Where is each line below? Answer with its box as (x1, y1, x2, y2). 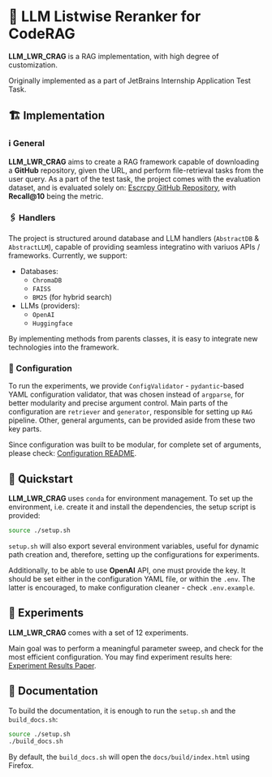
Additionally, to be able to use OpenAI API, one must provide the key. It (8, 565, 246, 575)
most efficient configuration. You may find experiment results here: (8, 652, 233, 662)
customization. (8, 60, 58, 70)
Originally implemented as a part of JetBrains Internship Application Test (8, 75, 252, 85)
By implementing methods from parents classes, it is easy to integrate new (8, 333, 258, 343)
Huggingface (32, 320, 73, 328)
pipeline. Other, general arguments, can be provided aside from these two (8, 415, 256, 425)
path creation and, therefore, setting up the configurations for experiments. (8, 549, 260, 559)
